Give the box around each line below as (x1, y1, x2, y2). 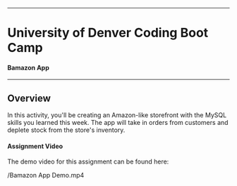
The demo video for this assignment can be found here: (7, 157, 169, 166)
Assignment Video (7, 142, 63, 150)
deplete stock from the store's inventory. (7, 126, 126, 134)
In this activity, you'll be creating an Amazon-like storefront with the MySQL (7, 111, 227, 119)
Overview (7, 92, 51, 104)
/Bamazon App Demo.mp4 (7, 171, 85, 180)
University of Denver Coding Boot (7, 25, 209, 41)
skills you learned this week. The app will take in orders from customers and (7, 119, 229, 127)
